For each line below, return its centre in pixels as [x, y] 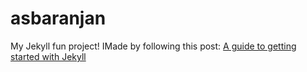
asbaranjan [58, 18]
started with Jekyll [48, 56]
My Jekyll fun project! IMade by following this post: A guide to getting [153, 46]
